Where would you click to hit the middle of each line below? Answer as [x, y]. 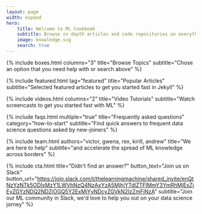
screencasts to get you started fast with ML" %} [66, 105]
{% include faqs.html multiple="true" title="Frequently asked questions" [95, 117]
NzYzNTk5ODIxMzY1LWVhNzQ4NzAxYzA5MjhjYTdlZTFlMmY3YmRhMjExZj [100, 185]
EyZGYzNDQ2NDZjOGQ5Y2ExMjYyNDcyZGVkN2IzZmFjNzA [81, 191]
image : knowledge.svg [44, 40]
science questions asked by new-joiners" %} [62, 130]
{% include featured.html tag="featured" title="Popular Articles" [86, 80]
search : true [33, 46]
